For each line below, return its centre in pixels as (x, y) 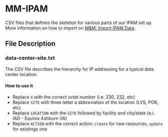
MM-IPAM (27, 9)
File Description (30, 44)
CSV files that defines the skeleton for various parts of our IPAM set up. (79, 23)
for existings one (30, 129)
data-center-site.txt (30, 58)
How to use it (19, 86)
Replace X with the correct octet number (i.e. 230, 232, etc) (74, 97)
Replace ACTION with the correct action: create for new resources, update (88, 123)
